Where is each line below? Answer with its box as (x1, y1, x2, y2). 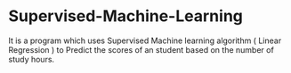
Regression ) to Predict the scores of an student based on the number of (8, 44, 275, 55)
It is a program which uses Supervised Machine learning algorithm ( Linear (8, 35, 282, 46)
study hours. (8, 54, 55, 64)
